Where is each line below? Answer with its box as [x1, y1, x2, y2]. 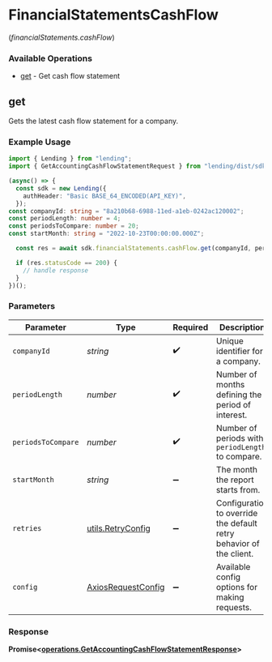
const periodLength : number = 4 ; [8, 215, 121, 223]
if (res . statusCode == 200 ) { [15, 258, 117, 267]
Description [219, 322, 266, 333]
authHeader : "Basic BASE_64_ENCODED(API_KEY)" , [23, 192, 186, 200]
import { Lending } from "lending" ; [8, 155, 132, 163]
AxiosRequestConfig [86, 581, 165, 592]
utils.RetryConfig [86, 523, 151, 534]
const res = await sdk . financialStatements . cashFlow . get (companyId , [15, 245, 252, 253]
